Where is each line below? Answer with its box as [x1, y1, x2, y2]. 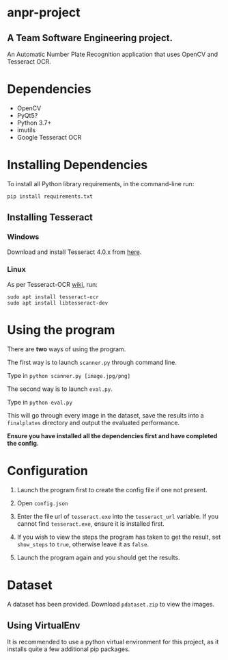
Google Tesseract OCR [16, 133, 82, 141]
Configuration [7, 463, 89, 479]
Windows [7, 232, 40, 242]
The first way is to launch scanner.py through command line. [7, 358, 177, 366]
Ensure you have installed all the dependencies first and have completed [7, 431, 218, 440]
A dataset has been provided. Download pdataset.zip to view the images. [7, 600, 215, 608]
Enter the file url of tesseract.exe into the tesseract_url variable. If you [16, 512, 218, 520]
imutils [16, 125, 36, 134]
